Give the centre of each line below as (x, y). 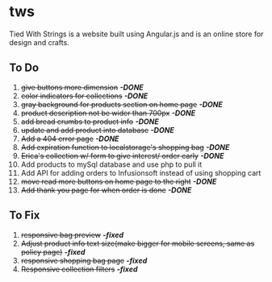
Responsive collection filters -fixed (79, 269)
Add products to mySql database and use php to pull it (111, 164)
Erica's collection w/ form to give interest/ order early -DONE (122, 156)
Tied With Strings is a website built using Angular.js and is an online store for (136, 34)
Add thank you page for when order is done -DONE (106, 190)
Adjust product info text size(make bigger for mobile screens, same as (138, 243)
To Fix (25, 216)
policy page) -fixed (53, 251)
